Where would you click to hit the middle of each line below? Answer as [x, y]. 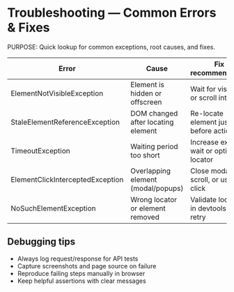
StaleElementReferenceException [65, 122]
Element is [148, 84]
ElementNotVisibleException [57, 93]
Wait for [203, 89]
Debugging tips [41, 242]
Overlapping [151, 171]
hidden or [146, 93]
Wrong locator [154, 199]
